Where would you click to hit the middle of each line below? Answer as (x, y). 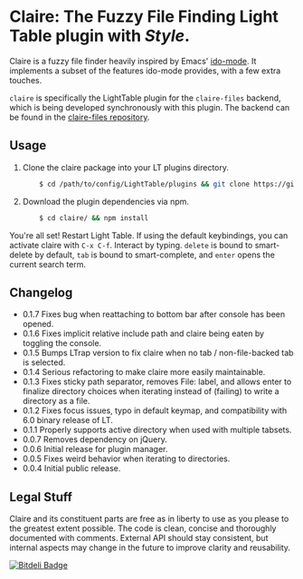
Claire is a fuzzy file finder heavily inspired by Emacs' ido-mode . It (133, 61)
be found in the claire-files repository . (80, 117)
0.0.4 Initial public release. (71, 468)
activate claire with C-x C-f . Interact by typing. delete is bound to (131, 245)
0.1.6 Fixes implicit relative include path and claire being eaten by (143, 333)
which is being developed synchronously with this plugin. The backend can (150, 107)
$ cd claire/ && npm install (94, 218)
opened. (38, 324)
